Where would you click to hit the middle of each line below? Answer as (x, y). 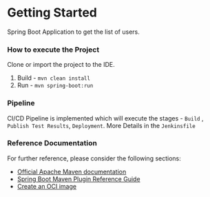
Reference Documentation (52, 143)
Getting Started (52, 13)
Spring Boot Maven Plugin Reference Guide (78, 179)
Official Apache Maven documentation (72, 172)
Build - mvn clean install (54, 78)
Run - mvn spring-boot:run (55, 85)
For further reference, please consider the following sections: (94, 158)
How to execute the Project (53, 50)
